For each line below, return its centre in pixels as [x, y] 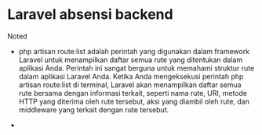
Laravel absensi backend [90, 15]
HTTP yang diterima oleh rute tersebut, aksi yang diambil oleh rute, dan [134, 101]
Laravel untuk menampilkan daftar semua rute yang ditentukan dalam [131, 60]
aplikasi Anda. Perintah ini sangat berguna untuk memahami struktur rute [136, 67]
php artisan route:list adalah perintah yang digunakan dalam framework [134, 51]
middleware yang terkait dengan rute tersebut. [94, 109]
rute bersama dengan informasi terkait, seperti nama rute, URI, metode [133, 93]
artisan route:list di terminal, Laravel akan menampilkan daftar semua [130, 85]
